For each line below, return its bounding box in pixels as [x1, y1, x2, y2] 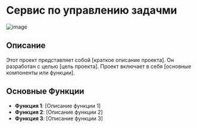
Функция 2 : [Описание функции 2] [14, 108, 103, 115]
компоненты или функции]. [6, 69, 76, 76]
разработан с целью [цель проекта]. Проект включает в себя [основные [6, 63, 192, 70]
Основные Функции [6, 86, 85, 96]
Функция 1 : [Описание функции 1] [14, 102, 101, 109]
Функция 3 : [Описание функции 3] [14, 114, 103, 122]
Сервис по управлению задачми [6, 4, 177, 17]
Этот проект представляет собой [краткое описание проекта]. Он [6, 56, 174, 63]
